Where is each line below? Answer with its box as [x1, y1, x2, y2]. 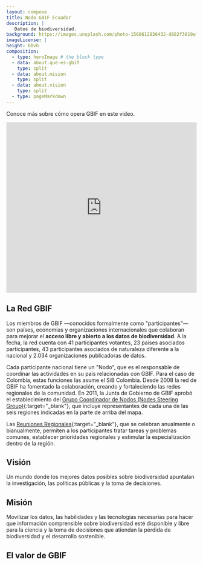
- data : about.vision [11, 82, 66, 89]
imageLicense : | [6, 37, 47, 43]
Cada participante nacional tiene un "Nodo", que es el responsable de [6, 363, 180, 370]
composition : [6, 48, 39, 55]
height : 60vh [6, 43, 39, 49]
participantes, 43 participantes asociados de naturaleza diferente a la [6, 345, 179, 352]
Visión [6, 457, 31, 467]
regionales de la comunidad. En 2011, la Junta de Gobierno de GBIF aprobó [6, 389, 193, 396]
